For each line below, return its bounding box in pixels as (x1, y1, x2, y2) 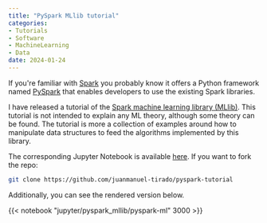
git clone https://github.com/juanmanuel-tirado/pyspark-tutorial (8, 175, 234, 184)
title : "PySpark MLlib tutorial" (8, 11, 120, 20)
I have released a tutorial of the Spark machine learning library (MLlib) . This (8, 102, 257, 112)
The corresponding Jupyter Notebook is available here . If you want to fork (8, 151, 252, 161)
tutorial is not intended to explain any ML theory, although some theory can (8, 110, 255, 120)
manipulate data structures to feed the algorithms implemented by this (8, 127, 239, 137)
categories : (8, 19, 48, 27)
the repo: (8, 160, 38, 169)
